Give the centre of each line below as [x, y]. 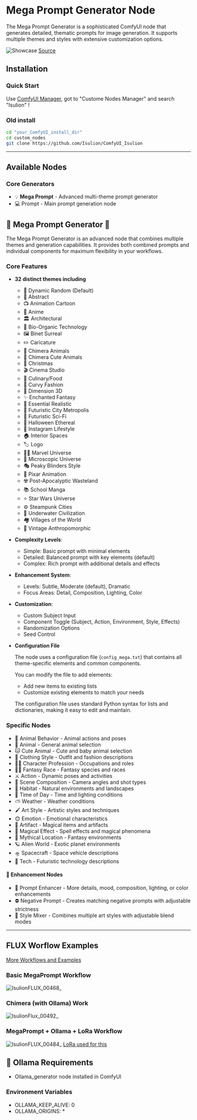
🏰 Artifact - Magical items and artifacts [61, 824]
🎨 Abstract [36, 297]
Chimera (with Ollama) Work [47, 1003]
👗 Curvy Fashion [43, 385]
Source [47, 50]
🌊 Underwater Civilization [54, 513]
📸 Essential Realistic [47, 404]
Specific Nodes [28, 725]
